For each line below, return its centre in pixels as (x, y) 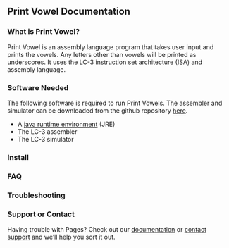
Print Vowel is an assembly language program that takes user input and (111, 47)
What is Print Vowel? (43, 32)
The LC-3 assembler (47, 131)
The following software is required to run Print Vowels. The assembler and (115, 103)
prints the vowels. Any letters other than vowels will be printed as (102, 54)
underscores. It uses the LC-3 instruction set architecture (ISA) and (105, 62)
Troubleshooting (36, 195)
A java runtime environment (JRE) (66, 124)
